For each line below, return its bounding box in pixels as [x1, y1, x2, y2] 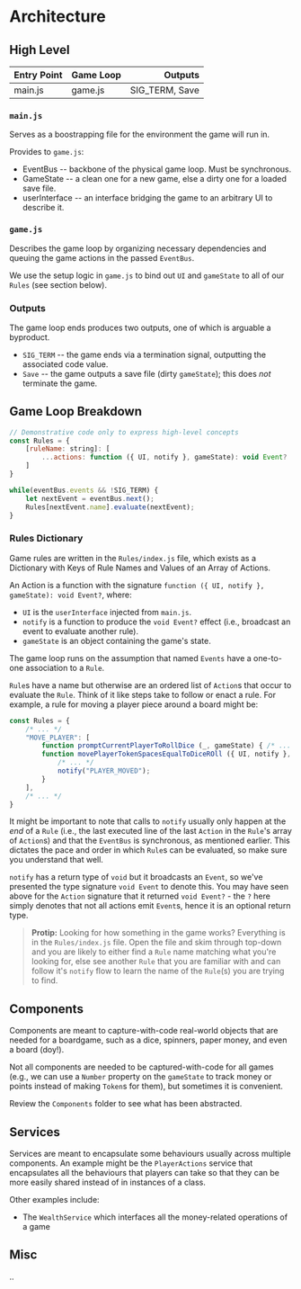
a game [22, 1222, 51, 1231]
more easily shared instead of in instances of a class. [9, 1177, 207, 1187]
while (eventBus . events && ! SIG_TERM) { [9, 486, 159, 495]
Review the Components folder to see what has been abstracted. [9, 1098, 243, 1109]
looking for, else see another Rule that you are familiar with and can [31, 956, 281, 967]
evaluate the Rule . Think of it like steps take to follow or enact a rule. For [9, 689, 277, 700]
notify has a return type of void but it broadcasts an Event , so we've [9, 872, 263, 882]
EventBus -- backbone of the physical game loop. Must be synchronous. [22, 164, 292, 175]
